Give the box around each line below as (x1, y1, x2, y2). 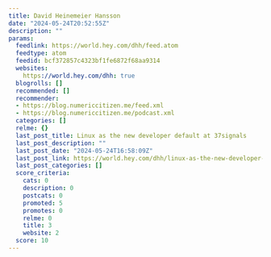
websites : (15, 64, 48, 73)
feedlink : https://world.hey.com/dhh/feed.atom (15, 42, 179, 50)
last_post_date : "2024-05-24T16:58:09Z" (15, 147, 153, 155)
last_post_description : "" (15, 139, 106, 147)
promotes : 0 (23, 206, 63, 214)
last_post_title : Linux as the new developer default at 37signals (15, 131, 248, 139)
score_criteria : (15, 169, 70, 177)
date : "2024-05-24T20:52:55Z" (8, 19, 110, 27)
